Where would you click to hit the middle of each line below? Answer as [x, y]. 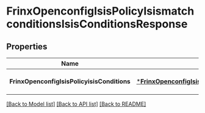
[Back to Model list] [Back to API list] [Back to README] [76, 104]
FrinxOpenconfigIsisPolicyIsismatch [100, 11]
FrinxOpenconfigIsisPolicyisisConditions [70, 81]
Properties [27, 46]
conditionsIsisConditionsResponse [97, 24]
